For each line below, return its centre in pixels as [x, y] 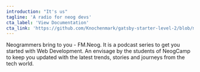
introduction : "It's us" [37, 12]
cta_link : [18, 28]
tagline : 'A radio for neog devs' [49, 17]
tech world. [20, 64]
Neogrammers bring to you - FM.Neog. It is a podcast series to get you [93, 45]
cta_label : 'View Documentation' [48, 22]
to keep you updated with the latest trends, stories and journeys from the [96, 57]
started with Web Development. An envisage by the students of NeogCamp [98, 51]
